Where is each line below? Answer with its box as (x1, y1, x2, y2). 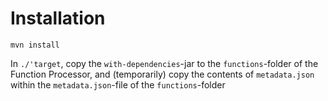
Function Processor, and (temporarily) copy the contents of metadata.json (10, 68, 315, 80)
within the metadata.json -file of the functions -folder (10, 78, 226, 91)
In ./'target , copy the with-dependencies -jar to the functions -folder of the (10, 57, 319, 69)
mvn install (10, 40, 60, 50)
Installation (10, 7, 106, 30)
